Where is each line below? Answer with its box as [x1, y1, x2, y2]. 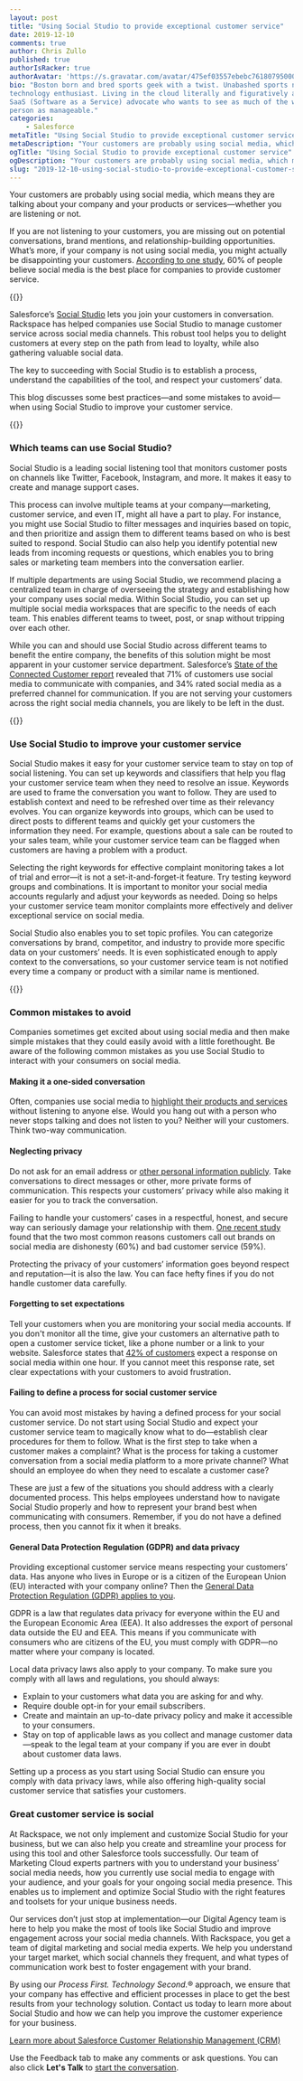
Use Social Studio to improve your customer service [9, 738, 242, 750]
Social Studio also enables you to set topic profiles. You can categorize [9, 928, 273, 938]
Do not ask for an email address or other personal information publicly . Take [9, 1165, 291, 1176]
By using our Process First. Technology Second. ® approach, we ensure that [9, 1979, 291, 1990]
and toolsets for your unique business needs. [9, 1896, 178, 1907]
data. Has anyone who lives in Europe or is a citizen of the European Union [9, 1571, 287, 1582]
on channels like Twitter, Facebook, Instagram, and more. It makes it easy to [9, 472, 291, 483]
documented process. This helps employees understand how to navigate [9, 1492, 280, 1503]
